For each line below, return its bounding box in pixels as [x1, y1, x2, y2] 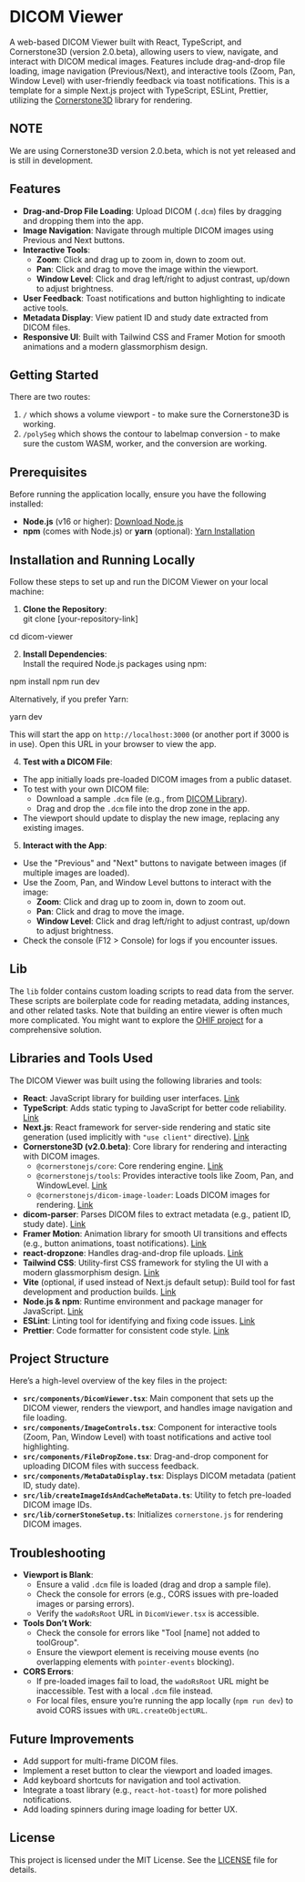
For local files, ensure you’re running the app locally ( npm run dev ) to [36, 1695, 294, 1706]
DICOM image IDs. [22, 1499, 93, 1510]
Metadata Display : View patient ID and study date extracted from [22, 312, 269, 322]
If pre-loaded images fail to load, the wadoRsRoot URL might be [36, 1676, 269, 1687]
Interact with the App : [22, 840, 107, 851]
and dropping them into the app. [22, 215, 144, 226]
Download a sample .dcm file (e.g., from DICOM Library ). [36, 793, 248, 803]
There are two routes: [9, 392, 91, 403]
